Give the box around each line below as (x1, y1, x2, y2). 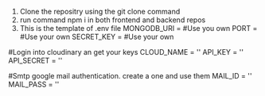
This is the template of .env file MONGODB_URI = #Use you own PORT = (19, 24, 258, 33)
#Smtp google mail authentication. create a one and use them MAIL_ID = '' (8, 71, 252, 80)
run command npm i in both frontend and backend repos (19, 15, 206, 25)
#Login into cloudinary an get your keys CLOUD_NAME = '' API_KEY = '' (8, 48, 244, 56)
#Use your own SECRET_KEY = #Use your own (19, 32, 174, 41)
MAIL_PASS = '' (8, 79, 60, 89)
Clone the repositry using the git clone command (19, 7, 181, 16)
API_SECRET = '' (8, 56, 63, 65)
